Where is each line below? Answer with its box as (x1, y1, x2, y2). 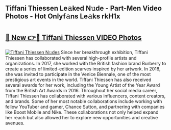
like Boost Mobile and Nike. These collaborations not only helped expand (5, 109, 159, 115)
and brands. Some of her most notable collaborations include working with (5, 98, 162, 104)
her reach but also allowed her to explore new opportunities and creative (5, 115, 158, 120)
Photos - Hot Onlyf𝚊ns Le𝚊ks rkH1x (5, 12, 120, 21)
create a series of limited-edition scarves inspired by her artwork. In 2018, (5, 66, 161, 72)
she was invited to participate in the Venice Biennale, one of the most (5, 71, 151, 77)
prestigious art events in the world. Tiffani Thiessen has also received (5, 76, 152, 83)
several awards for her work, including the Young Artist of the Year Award (5, 82, 160, 88)
